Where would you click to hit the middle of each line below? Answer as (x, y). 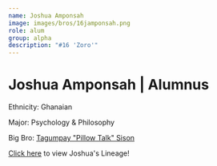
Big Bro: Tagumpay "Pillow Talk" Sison (71, 138)
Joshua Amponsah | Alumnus (109, 85)
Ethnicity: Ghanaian (40, 107)
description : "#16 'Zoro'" (53, 45)
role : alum (26, 30)
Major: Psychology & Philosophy (61, 123)
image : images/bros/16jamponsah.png (69, 23)
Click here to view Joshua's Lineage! (69, 153)
